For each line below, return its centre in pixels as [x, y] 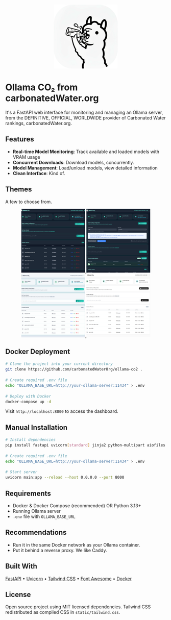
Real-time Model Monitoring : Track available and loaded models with [86, 152]
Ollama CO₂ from [42, 88]
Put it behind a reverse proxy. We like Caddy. [60, 550]
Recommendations [36, 532]
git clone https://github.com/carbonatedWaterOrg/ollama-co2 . [74, 369]
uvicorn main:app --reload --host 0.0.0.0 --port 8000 [65, 478]
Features [20, 139]
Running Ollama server [37, 511]
